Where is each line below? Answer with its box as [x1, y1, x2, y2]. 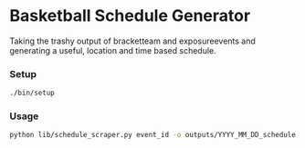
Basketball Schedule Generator [9, 5, 251, 26]
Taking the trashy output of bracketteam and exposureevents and [9, 35, 256, 46]
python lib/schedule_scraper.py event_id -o [9, 131, 182, 140]
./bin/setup [9, 88, 55, 98]
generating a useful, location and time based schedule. [9, 44, 216, 55]
